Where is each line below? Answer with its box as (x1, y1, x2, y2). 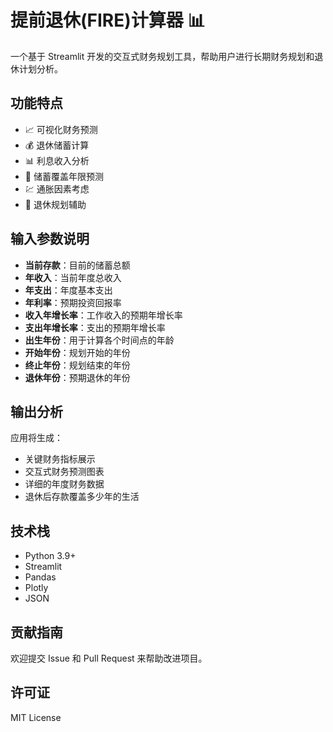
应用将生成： (10, 432, 63, 444)
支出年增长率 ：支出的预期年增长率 (24, 321, 166, 333)
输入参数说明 (10, 231, 90, 248)
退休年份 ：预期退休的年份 (24, 371, 131, 383)
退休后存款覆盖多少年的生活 (24, 491, 140, 503)
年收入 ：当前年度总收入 (24, 271, 122, 283)
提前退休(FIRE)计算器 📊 (10, 9, 206, 32)
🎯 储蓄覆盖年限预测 (24, 170, 104, 182)
